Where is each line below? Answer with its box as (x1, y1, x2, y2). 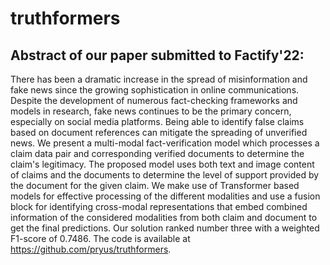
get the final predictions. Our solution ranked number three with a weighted (10, 222, 320, 234)
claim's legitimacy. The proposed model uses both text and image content (10, 158, 315, 170)
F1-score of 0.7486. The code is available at (10, 233, 191, 244)
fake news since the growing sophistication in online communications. (10, 84, 300, 96)
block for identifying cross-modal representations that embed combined (10, 201, 308, 212)
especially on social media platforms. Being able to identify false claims (10, 116, 305, 127)
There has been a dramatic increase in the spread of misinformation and (10, 73, 308, 85)
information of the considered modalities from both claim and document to (10, 212, 318, 223)
